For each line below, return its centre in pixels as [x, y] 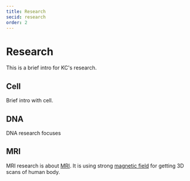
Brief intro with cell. [30, 100]
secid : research [26, 17]
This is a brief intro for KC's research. [51, 68]
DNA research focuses [34, 133]
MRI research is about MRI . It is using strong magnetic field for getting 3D [95, 166]
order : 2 [17, 22]
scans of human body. [33, 172]
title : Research [26, 11]
